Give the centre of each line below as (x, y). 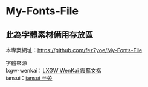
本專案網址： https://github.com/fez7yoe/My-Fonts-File (74, 50)
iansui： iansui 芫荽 (29, 78)
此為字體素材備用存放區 (49, 34)
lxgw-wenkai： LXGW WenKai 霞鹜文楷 (54, 70)
